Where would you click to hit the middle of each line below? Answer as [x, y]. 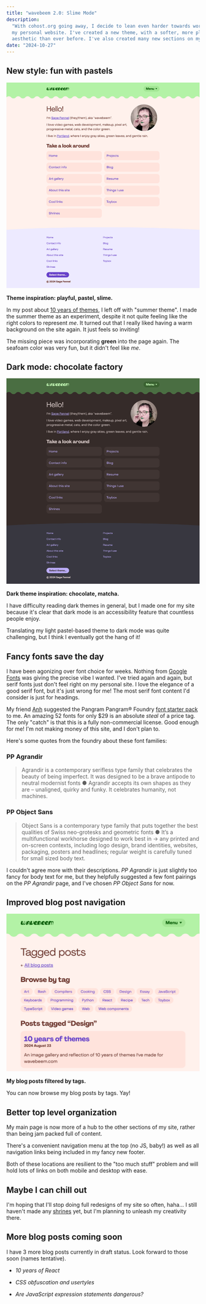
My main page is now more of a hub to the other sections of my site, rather [101, 1127]
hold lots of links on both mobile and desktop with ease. [77, 1171]
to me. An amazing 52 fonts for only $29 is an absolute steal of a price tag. [101, 716]
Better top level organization [62, 1112]
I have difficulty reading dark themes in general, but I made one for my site [101, 606]
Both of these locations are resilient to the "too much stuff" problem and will [102, 1164]
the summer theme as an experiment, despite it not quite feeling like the [97, 316]
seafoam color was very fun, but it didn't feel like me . [74, 348]
